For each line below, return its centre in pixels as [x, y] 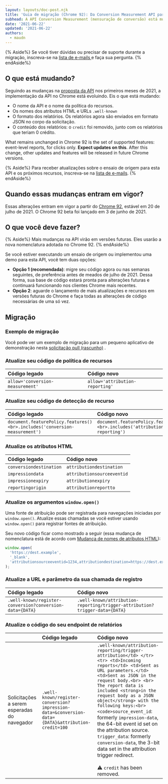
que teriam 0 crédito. [34, 132]
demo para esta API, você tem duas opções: [51, 260]
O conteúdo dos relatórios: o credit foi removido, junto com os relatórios [87, 127]
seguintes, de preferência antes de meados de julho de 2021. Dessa [82, 275]
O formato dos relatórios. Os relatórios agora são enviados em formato [85, 116]
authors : [14, 33]
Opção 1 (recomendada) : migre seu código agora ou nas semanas [81, 269]
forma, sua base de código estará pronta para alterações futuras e [81, 280]
